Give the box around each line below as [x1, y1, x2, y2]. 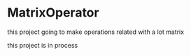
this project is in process [7, 41, 78, 49]
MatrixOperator [7, 5, 99, 21]
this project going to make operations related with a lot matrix [7, 28, 184, 36]
